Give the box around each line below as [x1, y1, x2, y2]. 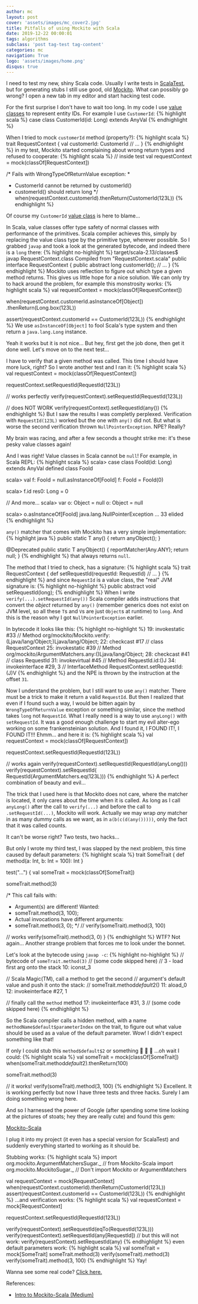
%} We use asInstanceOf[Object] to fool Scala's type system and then [6, 322, 177, 329]
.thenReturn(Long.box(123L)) [6, 304, 77, 311]
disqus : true [6, 63, 38, 70]
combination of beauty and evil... [6, 779, 86, 786]
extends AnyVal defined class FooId [6, 465, 93, 472]
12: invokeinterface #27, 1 [6, 988, 68, 995]
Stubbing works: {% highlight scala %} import [6, 1153, 117, 1161]
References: [6, 1280, 35, 1287]
